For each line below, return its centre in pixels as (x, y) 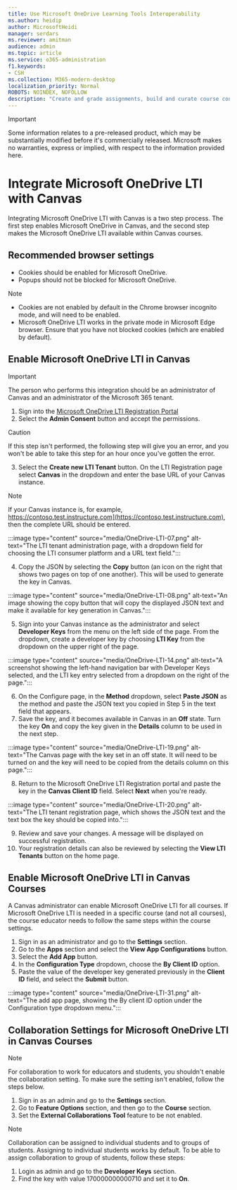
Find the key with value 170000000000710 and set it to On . (104, 1179)
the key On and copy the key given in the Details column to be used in (120, 726)
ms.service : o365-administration (57, 60)
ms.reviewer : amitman (40, 40)
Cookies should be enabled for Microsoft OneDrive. (92, 272)
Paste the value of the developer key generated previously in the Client (121, 972)
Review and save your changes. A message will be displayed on (110, 833)
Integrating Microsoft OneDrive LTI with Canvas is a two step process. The (116, 218)
